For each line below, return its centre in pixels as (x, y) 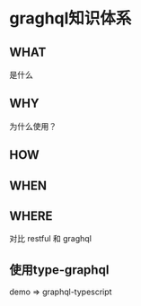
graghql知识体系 (70, 18)
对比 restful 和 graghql (51, 239)
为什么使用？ (33, 126)
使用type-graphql (59, 270)
